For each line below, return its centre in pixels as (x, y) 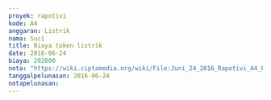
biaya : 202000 (32, 61)
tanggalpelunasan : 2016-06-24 (59, 76)
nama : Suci (27, 38)
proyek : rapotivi (38, 16)
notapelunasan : (34, 83)
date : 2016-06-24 (38, 53)
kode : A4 (23, 23)
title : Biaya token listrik (56, 46)
